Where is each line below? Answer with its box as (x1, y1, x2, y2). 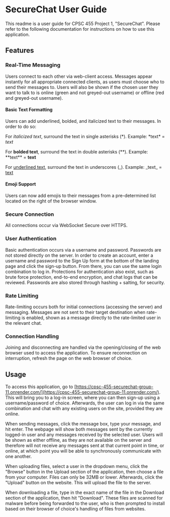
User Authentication (5, 235, 57, 242)
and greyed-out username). (5, 95, 63, 101)
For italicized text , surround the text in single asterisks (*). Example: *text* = (5, 133, 165, 139)
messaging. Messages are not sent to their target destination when (5, 309, 146, 315)
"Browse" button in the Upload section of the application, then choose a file (5, 469, 164, 475)
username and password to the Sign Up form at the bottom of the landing (5, 257, 159, 264)
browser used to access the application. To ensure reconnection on (5, 350, 147, 356)
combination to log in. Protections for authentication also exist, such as (5, 268, 154, 275)
